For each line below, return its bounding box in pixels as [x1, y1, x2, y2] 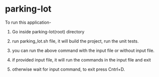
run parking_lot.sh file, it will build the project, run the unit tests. [12, 38, 139, 44]
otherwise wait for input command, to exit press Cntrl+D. [12, 66, 125, 72]
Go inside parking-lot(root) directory [12, 29, 85, 34]
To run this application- [5, 19, 52, 25]
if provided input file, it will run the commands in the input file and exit [12, 57, 151, 62]
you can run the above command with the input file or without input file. [12, 47, 155, 53]
